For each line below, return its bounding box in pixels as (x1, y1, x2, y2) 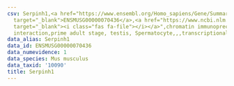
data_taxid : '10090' (7, 62, 68, 69)
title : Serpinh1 (7, 68, 54, 75)
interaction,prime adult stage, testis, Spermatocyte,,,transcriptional (13, 29, 229, 37)
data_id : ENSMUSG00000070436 (7, 42, 92, 49)
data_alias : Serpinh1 (7, 36, 70, 43)
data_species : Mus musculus (7, 55, 89, 62)
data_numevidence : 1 (7, 49, 68, 56)
